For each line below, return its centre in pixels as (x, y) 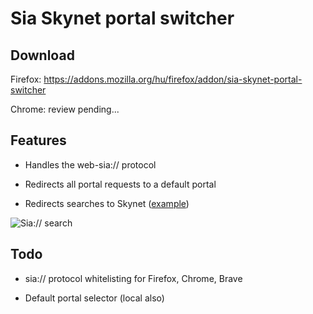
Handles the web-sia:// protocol (90, 164)
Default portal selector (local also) (94, 298)
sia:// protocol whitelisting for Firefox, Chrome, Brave (133, 278)
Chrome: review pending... (65, 109)
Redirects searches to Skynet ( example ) (107, 203)
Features (38, 140)
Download (42, 55)
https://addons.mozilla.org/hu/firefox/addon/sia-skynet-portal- (173, 79)
